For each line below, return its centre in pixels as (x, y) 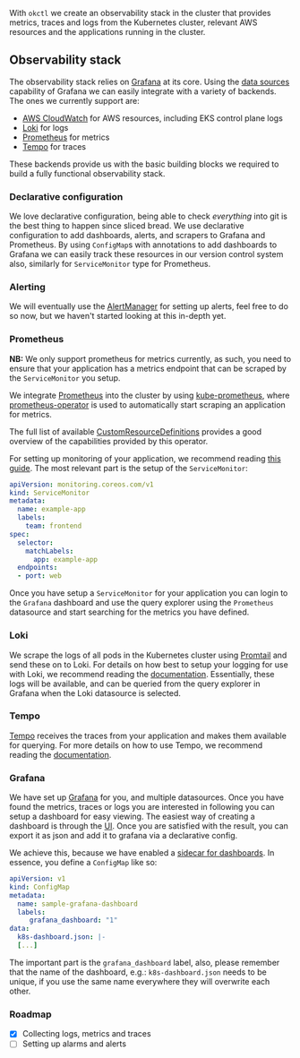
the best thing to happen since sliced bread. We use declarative (127, 226)
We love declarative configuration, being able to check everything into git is (149, 216)
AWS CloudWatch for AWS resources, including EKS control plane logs (153, 118)
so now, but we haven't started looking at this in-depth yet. (118, 316)
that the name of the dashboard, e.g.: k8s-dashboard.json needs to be (138, 972)
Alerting (28, 288)
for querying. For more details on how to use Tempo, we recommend (136, 745)
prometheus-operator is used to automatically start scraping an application (148, 404)
